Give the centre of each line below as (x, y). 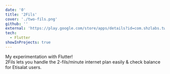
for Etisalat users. (24, 67)
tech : (11, 33)
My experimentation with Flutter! (39, 56)
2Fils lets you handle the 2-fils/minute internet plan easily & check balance (83, 62)
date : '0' (16, 10)
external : (16, 28)
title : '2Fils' (21, 14)
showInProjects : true (28, 42)
